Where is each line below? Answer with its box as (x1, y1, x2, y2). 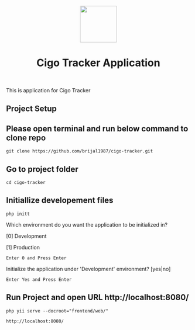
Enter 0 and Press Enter (6, 255, 67, 261)
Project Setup (6, 104, 57, 114)
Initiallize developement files (6, 196, 114, 206)
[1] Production (6, 244, 40, 251)
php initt (6, 211, 30, 217)
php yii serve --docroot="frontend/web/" (6, 308, 109, 314)
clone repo (6, 133, 46, 143)
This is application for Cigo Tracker (6, 86, 91, 93)
